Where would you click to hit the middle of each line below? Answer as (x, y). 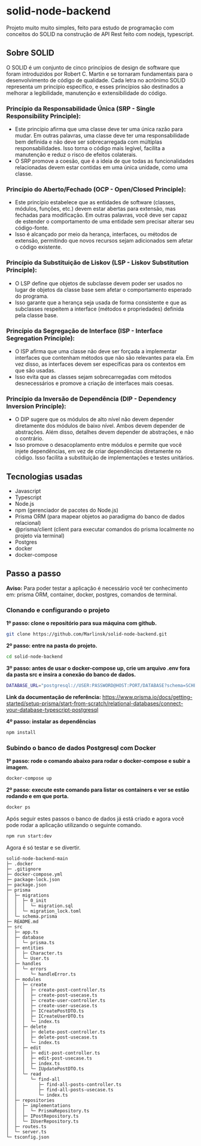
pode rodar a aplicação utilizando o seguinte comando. (74, 825)
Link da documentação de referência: (54, 697)
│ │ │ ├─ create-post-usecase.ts (52, 995)
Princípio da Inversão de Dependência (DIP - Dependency (91, 399)
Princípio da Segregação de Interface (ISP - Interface (85, 330)
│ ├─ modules (24, 979)
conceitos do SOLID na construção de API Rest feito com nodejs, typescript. (100, 34)
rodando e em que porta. (38, 796)
